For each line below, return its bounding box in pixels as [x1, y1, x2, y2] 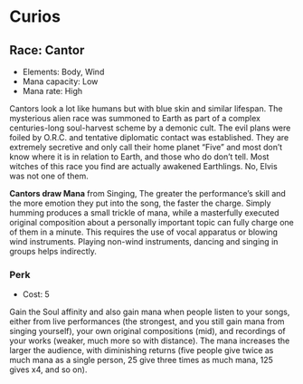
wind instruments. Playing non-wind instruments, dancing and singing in [9, 236, 279, 246]
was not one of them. [9, 170, 89, 181]
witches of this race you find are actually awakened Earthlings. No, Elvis [9, 161, 278, 171]
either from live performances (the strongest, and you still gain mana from [9, 316, 285, 327]
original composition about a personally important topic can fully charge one [9, 217, 294, 227]
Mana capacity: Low [22, 76, 99, 87]
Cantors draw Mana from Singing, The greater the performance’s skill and [9, 188, 287, 198]
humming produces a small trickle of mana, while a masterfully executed [9, 207, 279, 218]
